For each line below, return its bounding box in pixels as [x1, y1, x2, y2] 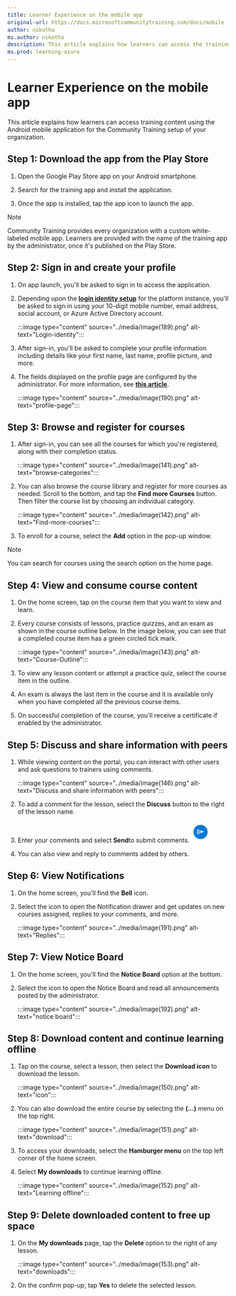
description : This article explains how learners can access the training [7, 41, 231, 49]
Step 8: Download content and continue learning [7, 1033, 224, 1045]
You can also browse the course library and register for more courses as [17, 482, 228, 490]
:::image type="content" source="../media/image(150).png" [17, 1084, 190, 1092]
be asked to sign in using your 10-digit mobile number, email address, [17, 301, 219, 310]
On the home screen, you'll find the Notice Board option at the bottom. [17, 970, 223, 978]
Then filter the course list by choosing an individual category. [17, 497, 195, 506]
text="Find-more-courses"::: [17, 518, 100, 527]
